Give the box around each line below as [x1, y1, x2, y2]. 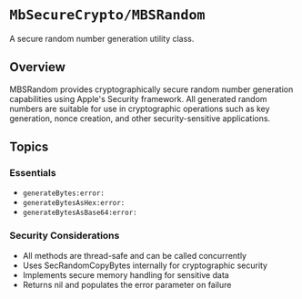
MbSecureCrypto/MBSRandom [9, 6, 206, 24]
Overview [9, 59, 66, 75]
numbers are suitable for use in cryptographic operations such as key [9, 103, 270, 114]
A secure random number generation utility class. [9, 33, 195, 44]
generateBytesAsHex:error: [22, 199, 126, 208]
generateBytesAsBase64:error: [22, 208, 138, 218]
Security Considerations [9, 230, 120, 242]
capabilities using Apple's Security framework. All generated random [9, 93, 267, 104]
